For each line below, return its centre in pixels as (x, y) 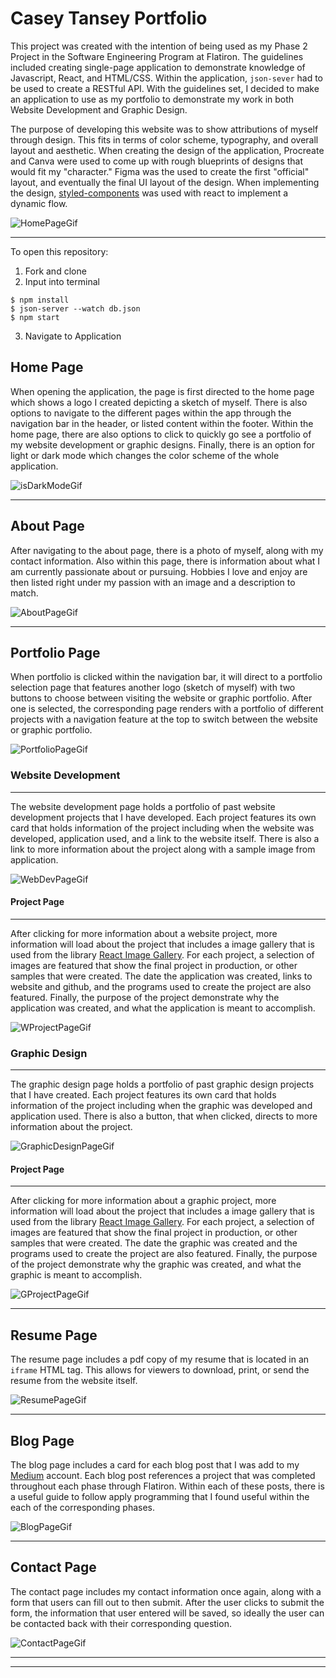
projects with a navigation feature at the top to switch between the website (164, 719)
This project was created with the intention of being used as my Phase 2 (159, 46)
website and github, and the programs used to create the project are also (161, 986)
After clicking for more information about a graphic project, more (143, 1201)
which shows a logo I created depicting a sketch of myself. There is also (159, 402)
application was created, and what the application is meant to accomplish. (163, 1008)
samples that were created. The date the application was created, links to (161, 976)
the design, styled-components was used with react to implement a (149, 193)
